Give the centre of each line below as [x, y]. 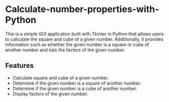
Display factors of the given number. [50, 93]
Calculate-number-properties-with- [82, 9]
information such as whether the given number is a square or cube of [77, 44]
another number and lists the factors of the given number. [65, 50]
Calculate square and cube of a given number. [61, 78]
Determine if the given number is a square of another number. [77, 83]
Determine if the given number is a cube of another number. [75, 88]
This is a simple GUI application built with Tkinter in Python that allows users [84, 34]
